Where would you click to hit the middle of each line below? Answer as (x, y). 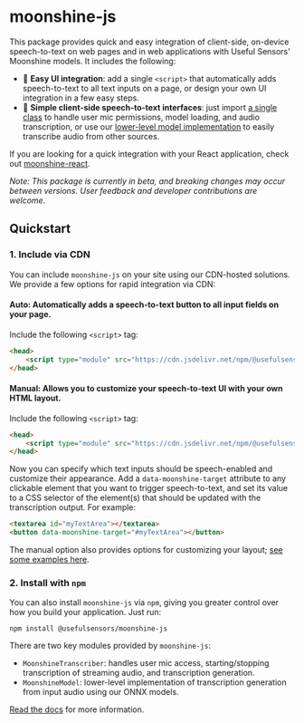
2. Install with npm (47, 583)
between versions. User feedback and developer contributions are (133, 190)
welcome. (28, 200)
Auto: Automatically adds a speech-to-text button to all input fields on (144, 304)
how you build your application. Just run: (85, 612)
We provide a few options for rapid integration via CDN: (113, 284)
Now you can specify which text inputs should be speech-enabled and (141, 469)
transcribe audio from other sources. (91, 136)
